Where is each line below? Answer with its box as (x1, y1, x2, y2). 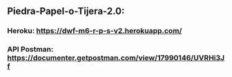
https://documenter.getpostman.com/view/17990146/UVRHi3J (7, 53, 225, 63)
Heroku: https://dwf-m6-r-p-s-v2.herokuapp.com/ (7, 26, 182, 36)
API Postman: (7, 45, 54, 54)
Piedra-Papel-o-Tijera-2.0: (7, 5, 125, 17)
